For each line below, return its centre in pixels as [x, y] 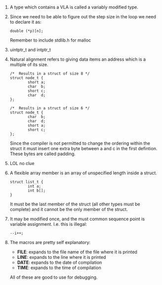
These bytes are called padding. [42, 154]
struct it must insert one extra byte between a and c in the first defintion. [83, 148]
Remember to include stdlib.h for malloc [50, 40]
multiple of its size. [29, 64]
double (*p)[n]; [26, 31]
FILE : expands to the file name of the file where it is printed [77, 252]
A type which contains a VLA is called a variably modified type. [74, 7]
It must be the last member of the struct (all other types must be [75, 204]
